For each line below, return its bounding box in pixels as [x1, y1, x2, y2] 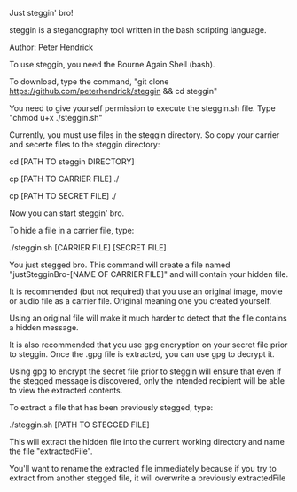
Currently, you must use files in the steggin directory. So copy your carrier [9, 130, 280, 140]
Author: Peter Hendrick [9, 42, 94, 52]
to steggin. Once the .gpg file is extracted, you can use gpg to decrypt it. [9, 349, 275, 359]
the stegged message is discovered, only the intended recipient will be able [9, 376, 285, 385]
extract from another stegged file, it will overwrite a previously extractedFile [9, 472, 286, 483]
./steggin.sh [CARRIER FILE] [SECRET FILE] [9, 242, 167, 252]
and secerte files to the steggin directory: [9, 139, 160, 149]
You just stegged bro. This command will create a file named [9, 259, 231, 270]
